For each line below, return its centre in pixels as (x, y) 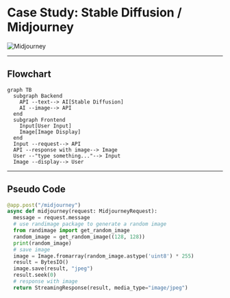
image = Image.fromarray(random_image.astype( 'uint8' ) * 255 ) (104, 256)
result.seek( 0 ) (35, 275)
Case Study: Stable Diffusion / (95, 13)
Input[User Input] (46, 126)
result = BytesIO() (41, 262)
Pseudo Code (37, 189)
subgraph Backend (38, 96)
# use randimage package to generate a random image (90, 224)
